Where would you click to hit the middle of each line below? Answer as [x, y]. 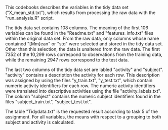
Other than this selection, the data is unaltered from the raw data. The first [83, 49]
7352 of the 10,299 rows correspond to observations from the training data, [84, 54]
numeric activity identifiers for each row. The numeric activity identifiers [80, 86]
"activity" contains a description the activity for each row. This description [83, 75]
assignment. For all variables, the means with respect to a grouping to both [83, 117]
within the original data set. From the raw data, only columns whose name [82, 38]
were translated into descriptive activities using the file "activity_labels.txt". [83, 91]
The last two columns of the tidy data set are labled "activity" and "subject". [84, 70]
